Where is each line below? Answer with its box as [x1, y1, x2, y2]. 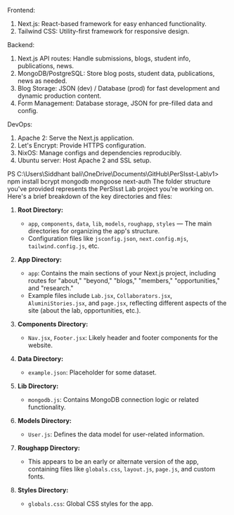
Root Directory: [17, 206, 63, 214]
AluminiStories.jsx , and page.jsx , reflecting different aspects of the [27, 299, 227, 307]
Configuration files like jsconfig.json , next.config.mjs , [27, 235, 188, 242]
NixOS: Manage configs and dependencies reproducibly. [17, 149, 182, 157]
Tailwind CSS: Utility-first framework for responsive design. [17, 27, 190, 35]
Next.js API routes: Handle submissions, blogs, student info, [17, 54, 191, 63]
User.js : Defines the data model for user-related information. [27, 430, 205, 438]
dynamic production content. [17, 91, 102, 100]
